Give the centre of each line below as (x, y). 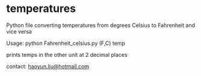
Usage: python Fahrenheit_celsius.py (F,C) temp (66, 43)
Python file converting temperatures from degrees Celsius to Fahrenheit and (101, 25)
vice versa (19, 31)
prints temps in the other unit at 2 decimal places (67, 54)
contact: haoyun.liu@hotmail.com (48, 66)
